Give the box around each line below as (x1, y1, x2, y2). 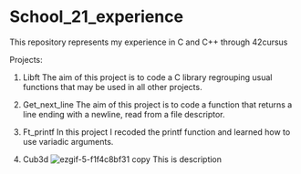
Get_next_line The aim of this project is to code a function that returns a (22, 98, 293, 110)
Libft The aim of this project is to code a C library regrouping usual (22, 71, 273, 83)
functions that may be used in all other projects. (22, 81, 202, 92)
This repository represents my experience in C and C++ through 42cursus (9, 36, 288, 47)
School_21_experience (9, 6, 184, 27)
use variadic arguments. (22, 136, 114, 147)
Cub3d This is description (22, 153, 222, 165)
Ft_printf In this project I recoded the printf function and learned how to (22, 126, 291, 138)
